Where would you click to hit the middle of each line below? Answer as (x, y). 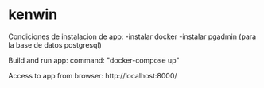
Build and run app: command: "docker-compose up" (94, 60)
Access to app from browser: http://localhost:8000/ (93, 75)
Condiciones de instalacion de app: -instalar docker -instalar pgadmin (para (132, 36)
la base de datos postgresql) (55, 44)
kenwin (33, 15)
